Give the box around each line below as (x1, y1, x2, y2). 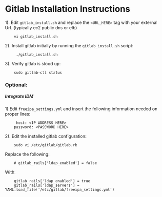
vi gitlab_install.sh (14, 34, 58, 39)
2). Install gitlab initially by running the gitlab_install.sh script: (5, 42, 134, 48)
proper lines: (5, 111, 31, 117)
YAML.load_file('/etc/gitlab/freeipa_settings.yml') (5, 187, 115, 192)
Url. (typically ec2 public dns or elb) (5, 24, 77, 30)
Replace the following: (5, 151, 50, 157)
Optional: (5, 81, 28, 88)
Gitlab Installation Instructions (5, 3, 130, 15)
